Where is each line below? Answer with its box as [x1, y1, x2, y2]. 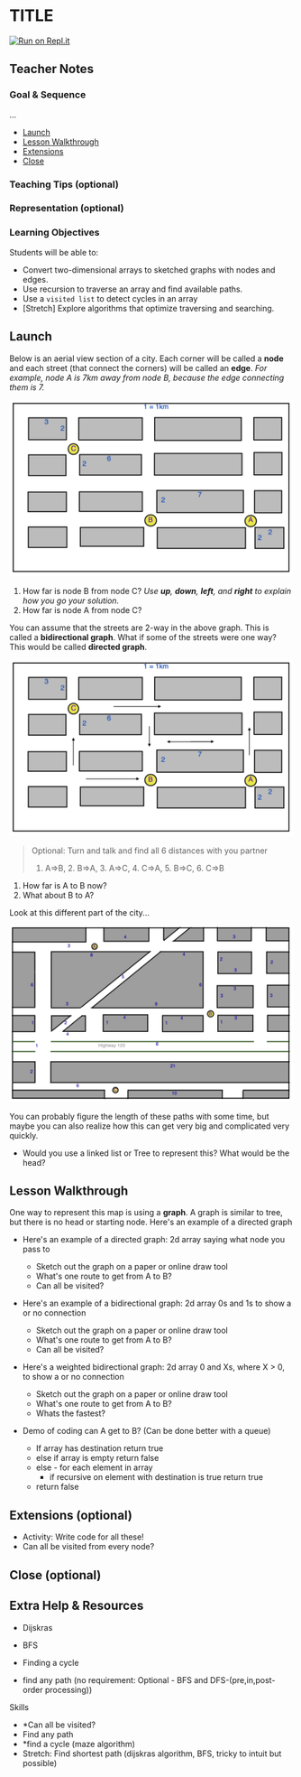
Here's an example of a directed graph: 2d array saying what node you [22, 1234, 286, 1245]
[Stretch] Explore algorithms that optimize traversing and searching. [22, 302, 275, 313]
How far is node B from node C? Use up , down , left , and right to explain [22, 585, 291, 596]
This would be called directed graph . [9, 641, 148, 652]
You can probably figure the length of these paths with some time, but [9, 1111, 269, 1121]
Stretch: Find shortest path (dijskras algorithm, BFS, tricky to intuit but [22, 1748, 282, 1759]
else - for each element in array [35, 1462, 153, 1473]
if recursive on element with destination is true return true [49, 1472, 264, 1483]
